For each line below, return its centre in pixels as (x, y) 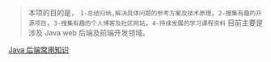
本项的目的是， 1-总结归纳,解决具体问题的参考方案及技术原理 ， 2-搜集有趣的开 (145, 12)
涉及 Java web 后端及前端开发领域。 (89, 33)
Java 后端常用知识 (39, 50)
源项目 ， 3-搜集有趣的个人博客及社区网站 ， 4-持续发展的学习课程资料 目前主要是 (146, 23)
